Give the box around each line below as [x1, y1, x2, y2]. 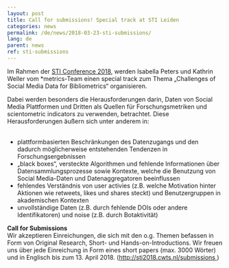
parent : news [7, 42, 45, 49]
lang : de [7, 36, 32, 43]
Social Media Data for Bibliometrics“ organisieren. [7, 82, 147, 90]
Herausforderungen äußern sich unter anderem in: [7, 117, 149, 125]
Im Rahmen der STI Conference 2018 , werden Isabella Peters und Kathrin [7, 67, 214, 76]
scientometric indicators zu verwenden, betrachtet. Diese [7, 109, 169, 118]
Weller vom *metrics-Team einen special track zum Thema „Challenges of [7, 74, 216, 82]
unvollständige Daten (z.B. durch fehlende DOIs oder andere [16, 203, 188, 212]
